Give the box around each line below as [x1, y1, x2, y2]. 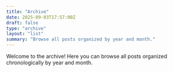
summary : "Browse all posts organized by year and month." [6, 36, 156, 42]
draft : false [6, 20, 39, 26]
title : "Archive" [6, 8, 49, 15]
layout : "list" [6, 31, 44, 37]
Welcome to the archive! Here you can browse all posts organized [6, 53, 168, 60]
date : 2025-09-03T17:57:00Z [6, 14, 76, 20]
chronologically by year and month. [6, 59, 93, 66]
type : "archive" [6, 25, 46, 32]
